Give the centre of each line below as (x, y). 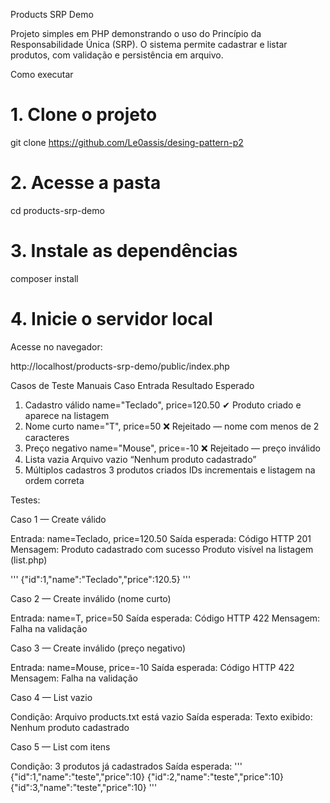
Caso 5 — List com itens (60, 746)
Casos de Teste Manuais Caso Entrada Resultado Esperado (132, 385)
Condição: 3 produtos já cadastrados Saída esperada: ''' (126, 766)
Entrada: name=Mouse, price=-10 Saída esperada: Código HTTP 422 (152, 667)
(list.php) (29, 560)
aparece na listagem (67, 415)
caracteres (47, 437)
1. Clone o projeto (84, 115)
